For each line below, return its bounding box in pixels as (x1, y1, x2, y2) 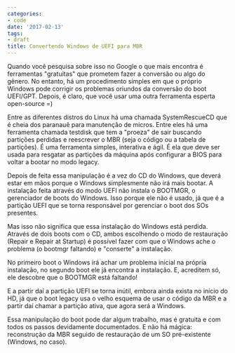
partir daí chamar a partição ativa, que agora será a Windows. (7, 302, 186, 309)
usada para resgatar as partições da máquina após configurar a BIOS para (7, 150, 222, 159)
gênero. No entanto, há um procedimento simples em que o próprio (7, 77, 202, 85)
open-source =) (7, 100, 53, 107)
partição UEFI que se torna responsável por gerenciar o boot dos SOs (7, 201, 209, 209)
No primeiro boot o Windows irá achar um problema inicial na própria (7, 258, 207, 267)
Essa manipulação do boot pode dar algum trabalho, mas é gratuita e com (7, 315, 221, 324)
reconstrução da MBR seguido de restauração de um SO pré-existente (7, 331, 211, 338)
